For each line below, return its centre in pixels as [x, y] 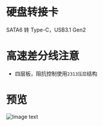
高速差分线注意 [43, 56]
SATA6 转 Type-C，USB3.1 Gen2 [46, 30]
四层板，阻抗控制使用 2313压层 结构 [56, 73]
